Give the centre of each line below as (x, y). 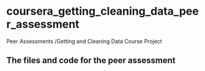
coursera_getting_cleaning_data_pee (102, 11)
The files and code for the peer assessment (91, 60)
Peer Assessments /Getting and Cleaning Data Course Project (84, 41)
